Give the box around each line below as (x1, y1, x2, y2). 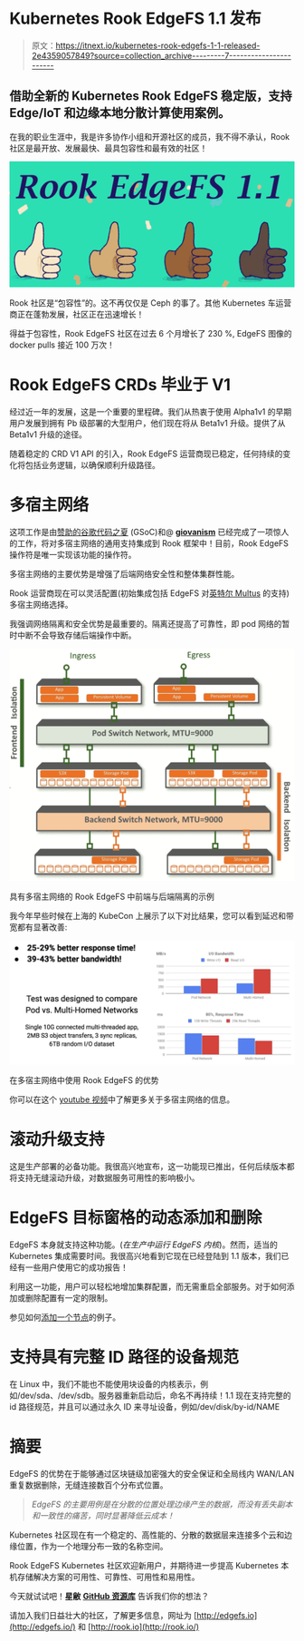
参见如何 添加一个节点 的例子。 (9, 1312, 120, 1323)
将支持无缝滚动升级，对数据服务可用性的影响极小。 (9, 1172, 200, 1184)
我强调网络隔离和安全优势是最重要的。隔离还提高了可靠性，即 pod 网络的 (9, 619, 282, 630)
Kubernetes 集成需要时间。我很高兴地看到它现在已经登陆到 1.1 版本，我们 (9, 1250, 281, 1261)
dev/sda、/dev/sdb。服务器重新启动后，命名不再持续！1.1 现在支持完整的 (20, 1390, 291, 1401)
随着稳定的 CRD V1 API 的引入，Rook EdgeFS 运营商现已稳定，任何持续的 (9, 448, 283, 459)
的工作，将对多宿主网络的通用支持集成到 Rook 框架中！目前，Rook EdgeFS (9, 538, 290, 549)
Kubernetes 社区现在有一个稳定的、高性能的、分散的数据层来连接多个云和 (9, 1529, 285, 1540)
